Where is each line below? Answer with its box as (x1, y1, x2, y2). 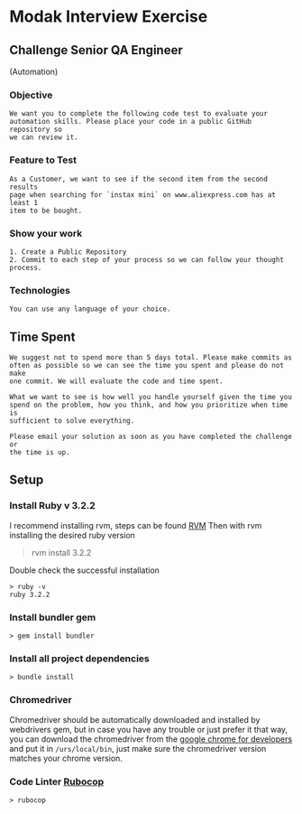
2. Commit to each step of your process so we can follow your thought (9, 255, 284, 264)
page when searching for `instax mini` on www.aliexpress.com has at (9, 190, 277, 200)
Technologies (9, 284, 70, 296)
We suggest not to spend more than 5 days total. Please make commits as (9, 353, 293, 362)
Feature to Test (9, 154, 77, 166)
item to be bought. (9, 206, 83, 215)
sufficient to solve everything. (9, 416, 135, 426)
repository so (9, 125, 63, 135)
